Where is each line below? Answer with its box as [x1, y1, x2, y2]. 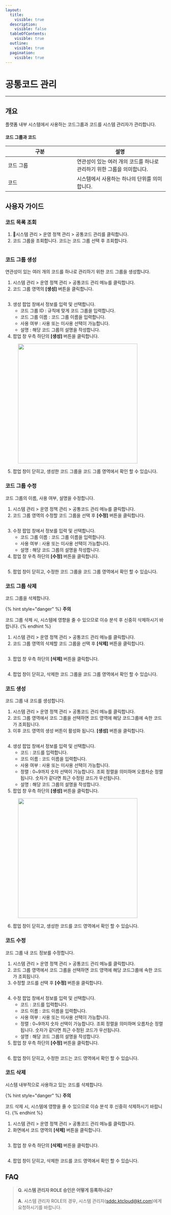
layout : [5, 7, 22, 13]
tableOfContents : [10, 31, 47, 36]
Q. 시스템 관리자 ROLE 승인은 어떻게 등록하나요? [17, 1187, 113, 1193]
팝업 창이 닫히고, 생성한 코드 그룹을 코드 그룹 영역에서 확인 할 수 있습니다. [12, 468, 158, 474]
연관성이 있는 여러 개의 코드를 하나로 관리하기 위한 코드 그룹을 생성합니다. [5, 269, 151, 275]
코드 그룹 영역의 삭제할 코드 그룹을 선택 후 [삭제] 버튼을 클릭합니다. [12, 640, 145, 647]
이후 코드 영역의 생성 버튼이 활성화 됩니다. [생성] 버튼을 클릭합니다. [12, 728, 145, 734]
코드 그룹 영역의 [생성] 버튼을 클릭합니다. [12, 286, 94, 292]
